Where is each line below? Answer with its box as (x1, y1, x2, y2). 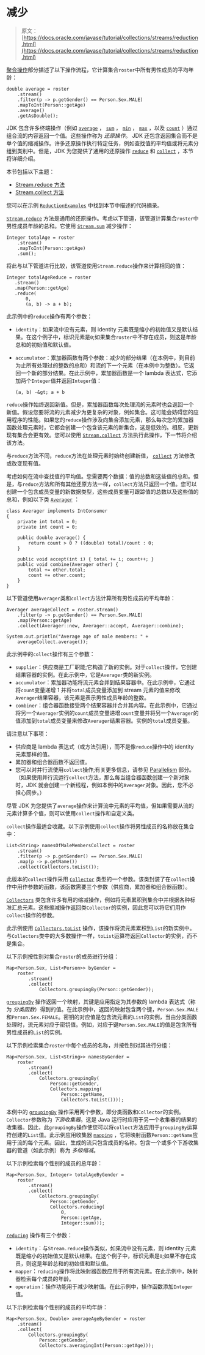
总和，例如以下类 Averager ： (6, 496, 80, 503)
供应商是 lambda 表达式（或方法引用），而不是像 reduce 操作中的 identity (15, 742, 194, 750)
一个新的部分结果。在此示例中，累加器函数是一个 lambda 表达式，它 (20, 369, 192, 377)
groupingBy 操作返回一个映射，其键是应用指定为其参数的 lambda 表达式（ (6, 998, 190, 1005)
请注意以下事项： (6, 730, 49, 737)
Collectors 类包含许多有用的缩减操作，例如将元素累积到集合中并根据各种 (6, 896, 190, 904)
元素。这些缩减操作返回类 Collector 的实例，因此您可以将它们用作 (22, 904, 186, 911)
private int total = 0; (17, 518, 78, 524)
